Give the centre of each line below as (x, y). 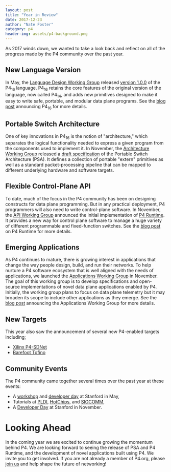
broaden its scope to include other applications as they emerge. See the (81, 298)
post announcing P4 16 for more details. (46, 107)
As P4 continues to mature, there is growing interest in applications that (80, 260)
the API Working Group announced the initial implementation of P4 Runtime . (85, 215)
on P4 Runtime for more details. (39, 231)
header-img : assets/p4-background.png (46, 34)
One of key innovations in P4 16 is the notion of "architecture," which (77, 137)
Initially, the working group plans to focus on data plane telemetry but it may (85, 292)
